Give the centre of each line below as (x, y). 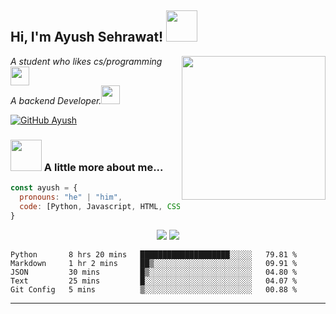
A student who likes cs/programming (86, 61)
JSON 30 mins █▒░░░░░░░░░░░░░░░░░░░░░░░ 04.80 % (154, 272)
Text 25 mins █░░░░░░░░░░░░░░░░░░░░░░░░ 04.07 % (154, 281)
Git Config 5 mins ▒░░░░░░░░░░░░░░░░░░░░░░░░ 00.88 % (154, 289)
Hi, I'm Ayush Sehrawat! (87, 37)
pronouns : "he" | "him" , (71, 197)
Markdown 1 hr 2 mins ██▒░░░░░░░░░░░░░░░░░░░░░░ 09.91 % (154, 263)
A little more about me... (103, 167)
